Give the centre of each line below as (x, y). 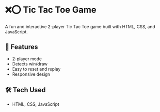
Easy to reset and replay (36, 69)
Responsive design (31, 74)
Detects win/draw (30, 64)
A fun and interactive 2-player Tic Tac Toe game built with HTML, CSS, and (80, 26)
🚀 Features (22, 47)
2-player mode (27, 59)
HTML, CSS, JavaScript (36, 104)
